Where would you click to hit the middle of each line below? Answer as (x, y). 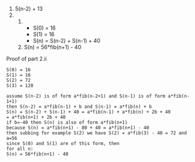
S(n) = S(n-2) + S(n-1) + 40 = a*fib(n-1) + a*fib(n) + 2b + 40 (88, 112)
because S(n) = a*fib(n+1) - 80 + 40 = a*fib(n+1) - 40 (78, 128)
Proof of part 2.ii (26, 59)
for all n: (20, 149)
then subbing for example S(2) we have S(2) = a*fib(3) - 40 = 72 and (97, 133)
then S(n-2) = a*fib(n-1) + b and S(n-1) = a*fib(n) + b (79, 107)
